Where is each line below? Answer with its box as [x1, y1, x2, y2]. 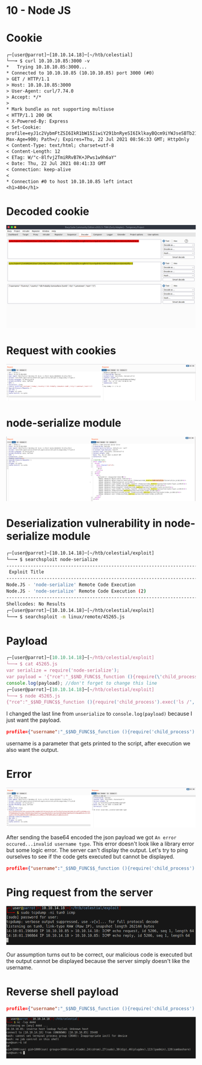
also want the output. [6, 746, 59, 754]
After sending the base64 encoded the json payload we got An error [6, 833, 177, 841]
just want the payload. [6, 716, 61, 724]
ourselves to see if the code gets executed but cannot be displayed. [6, 853, 175, 860]
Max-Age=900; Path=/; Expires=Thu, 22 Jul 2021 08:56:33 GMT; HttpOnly [6, 136, 189, 142]
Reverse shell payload [6, 985, 119, 999]
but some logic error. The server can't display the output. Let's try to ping [6, 846, 188, 854]
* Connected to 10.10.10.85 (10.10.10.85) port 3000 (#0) [6, 70, 155, 76]
